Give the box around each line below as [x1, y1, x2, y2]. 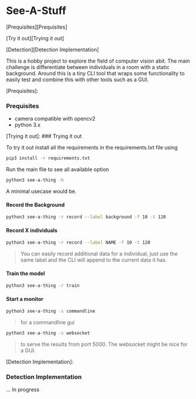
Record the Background [6, 201, 65, 208]
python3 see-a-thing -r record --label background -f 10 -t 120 [6, 214, 166, 220]
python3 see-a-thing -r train [6, 283, 80, 289]
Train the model [6, 270, 45, 277]
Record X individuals [6, 227, 57, 234]
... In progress [6, 386, 40, 393]
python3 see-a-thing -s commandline [6, 308, 95, 314]
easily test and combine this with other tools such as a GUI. [6, 76, 149, 83]
